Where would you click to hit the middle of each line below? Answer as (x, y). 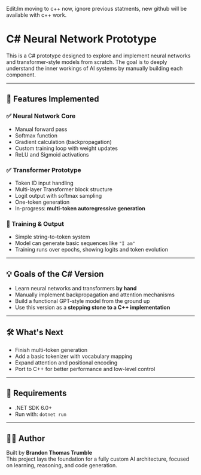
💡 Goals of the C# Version (55, 274)
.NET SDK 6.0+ (33, 407)
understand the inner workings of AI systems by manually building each (95, 68)
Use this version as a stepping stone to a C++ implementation (92, 308)
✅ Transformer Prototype (44, 170)
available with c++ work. (36, 15)
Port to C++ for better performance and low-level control (85, 369)
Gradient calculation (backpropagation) (63, 142)
